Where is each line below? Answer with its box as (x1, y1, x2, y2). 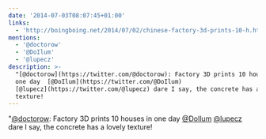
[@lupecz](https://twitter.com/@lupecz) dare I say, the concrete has (15, 85, 253, 93)
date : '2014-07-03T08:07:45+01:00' (8, 11, 126, 20)
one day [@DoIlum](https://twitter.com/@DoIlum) (15, 77, 182, 85)
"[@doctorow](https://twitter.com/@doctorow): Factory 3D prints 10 (15, 70, 246, 78)
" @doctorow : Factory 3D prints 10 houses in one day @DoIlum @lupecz (8, 114, 243, 123)
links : (8, 19, 30, 27)
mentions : (8, 33, 41, 42)
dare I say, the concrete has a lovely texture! (8, 122, 153, 132)
